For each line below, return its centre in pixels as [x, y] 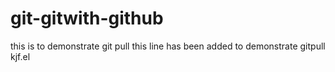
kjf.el [20, 56]
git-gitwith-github [87, 18]
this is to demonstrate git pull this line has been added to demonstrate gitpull [168, 46]
